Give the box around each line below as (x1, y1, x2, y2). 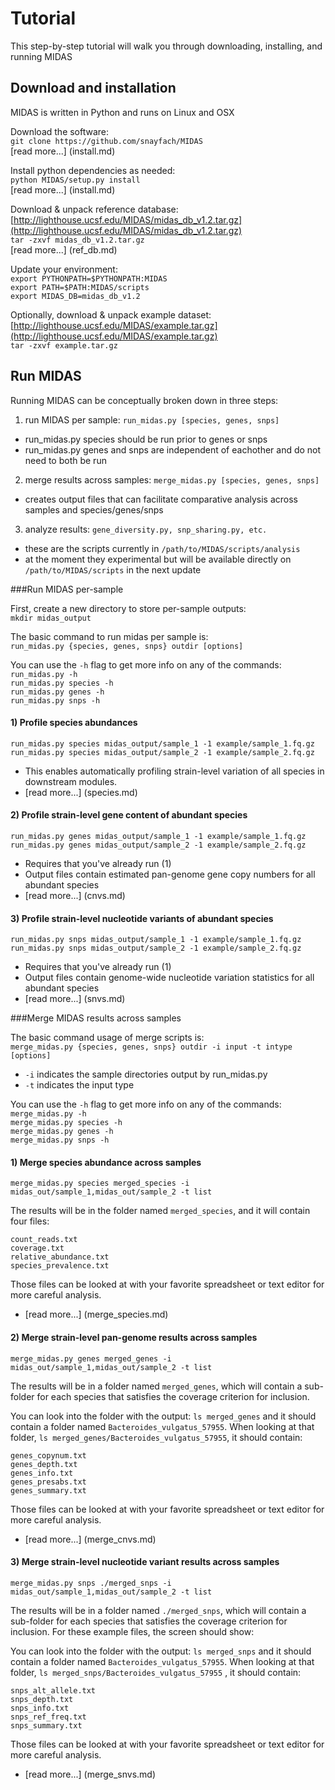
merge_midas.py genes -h (10, 1127, 114, 1137)
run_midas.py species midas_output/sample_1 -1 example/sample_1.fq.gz (10, 738, 315, 749)
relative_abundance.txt (10, 1252, 110, 1262)
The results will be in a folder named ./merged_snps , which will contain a (10, 1604, 307, 1616)
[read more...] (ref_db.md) (10, 243, 118, 256)
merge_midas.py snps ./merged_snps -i (10, 1578, 172, 1588)
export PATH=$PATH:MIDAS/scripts (10, 282, 150, 292)
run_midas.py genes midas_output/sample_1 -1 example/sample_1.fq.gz (10, 831, 307, 841)
